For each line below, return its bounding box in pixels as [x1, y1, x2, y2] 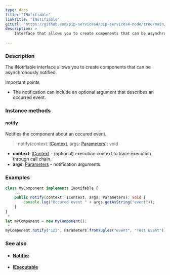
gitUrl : [5, 21, 22, 27]
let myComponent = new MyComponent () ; [5, 219, 87, 224]
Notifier [12, 252, 29, 259]
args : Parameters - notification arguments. [12, 161, 102, 167]
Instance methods [5, 107, 51, 114]
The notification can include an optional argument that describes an [12, 89, 154, 95]
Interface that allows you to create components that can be [14, 31, 146, 36]
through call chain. [12, 156, 52, 162]
